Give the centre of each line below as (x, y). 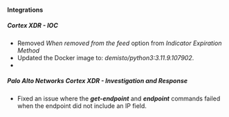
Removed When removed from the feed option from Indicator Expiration (120, 43)
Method (28, 50)
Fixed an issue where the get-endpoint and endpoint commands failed (119, 98)
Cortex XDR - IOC (33, 26)
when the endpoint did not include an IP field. (82, 106)
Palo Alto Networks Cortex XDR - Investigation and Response (98, 81)
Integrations (25, 10)
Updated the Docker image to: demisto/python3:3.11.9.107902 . (106, 57)
